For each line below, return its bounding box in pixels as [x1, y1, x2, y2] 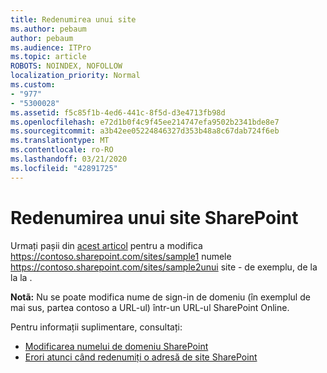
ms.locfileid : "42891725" [10, 163, 118, 173]
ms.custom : [10, 80, 56, 90]
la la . [10, 271, 33, 283]
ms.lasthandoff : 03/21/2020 [10, 154, 128, 164]
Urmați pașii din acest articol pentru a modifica [10, 239, 203, 251]
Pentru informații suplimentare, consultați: [10, 321, 183, 333]
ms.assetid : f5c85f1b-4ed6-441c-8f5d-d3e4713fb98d [10, 107, 226, 118]
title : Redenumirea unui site [10, 14, 137, 25]
